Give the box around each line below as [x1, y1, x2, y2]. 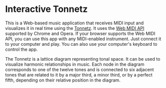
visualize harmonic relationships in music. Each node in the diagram [5, 61, 145, 67]
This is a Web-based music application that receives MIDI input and [5, 20, 144, 26]
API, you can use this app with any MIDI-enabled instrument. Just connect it [5, 36, 162, 42]
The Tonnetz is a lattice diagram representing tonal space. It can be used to [5, 56, 161, 62]
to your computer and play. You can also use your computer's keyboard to [5, 41, 158, 47]
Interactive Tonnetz [5, 3, 88, 15]
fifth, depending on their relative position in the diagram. [5, 77, 121, 83]
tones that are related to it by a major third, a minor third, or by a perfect [5, 72, 153, 78]
